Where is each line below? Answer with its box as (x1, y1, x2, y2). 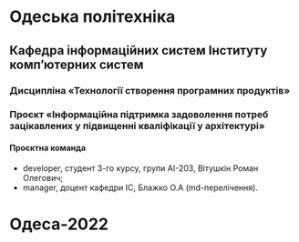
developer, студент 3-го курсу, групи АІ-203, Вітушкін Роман (22, 162, 259, 174)
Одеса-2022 (9, 214, 109, 234)
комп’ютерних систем (9, 56, 144, 72)
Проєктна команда (9, 143, 87, 154)
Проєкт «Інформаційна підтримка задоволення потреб (9, 108, 269, 121)
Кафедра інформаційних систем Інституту (9, 43, 268, 58)
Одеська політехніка (9, 6, 176, 27)
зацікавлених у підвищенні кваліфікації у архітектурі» (9, 120, 265, 133)
